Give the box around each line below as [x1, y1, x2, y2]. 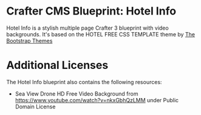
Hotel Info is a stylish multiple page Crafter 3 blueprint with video [6, 24, 169, 31]
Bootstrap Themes [6, 37, 53, 44]
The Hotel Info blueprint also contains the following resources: [6, 78, 162, 85]
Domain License [15, 103, 56, 110]
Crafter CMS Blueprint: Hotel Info [6, 4, 177, 18]
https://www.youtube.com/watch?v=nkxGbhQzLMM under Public [15, 96, 179, 103]
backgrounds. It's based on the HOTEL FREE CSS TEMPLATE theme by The [6, 30, 196, 38]
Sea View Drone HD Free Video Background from [15, 90, 138, 97]
